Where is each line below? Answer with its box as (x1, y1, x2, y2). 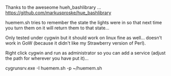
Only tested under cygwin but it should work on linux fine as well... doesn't (5, 35, 162, 41)
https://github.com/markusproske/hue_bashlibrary (5, 10, 111, 16)
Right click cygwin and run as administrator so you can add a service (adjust (5, 50, 166, 56)
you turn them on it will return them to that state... (5, 25, 110, 31)
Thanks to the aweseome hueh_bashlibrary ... (5, 5, 101, 10)
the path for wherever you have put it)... (5, 55, 89, 61)
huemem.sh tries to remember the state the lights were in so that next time (5, 20, 162, 25)
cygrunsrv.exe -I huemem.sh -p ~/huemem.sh (5, 65, 102, 71)
